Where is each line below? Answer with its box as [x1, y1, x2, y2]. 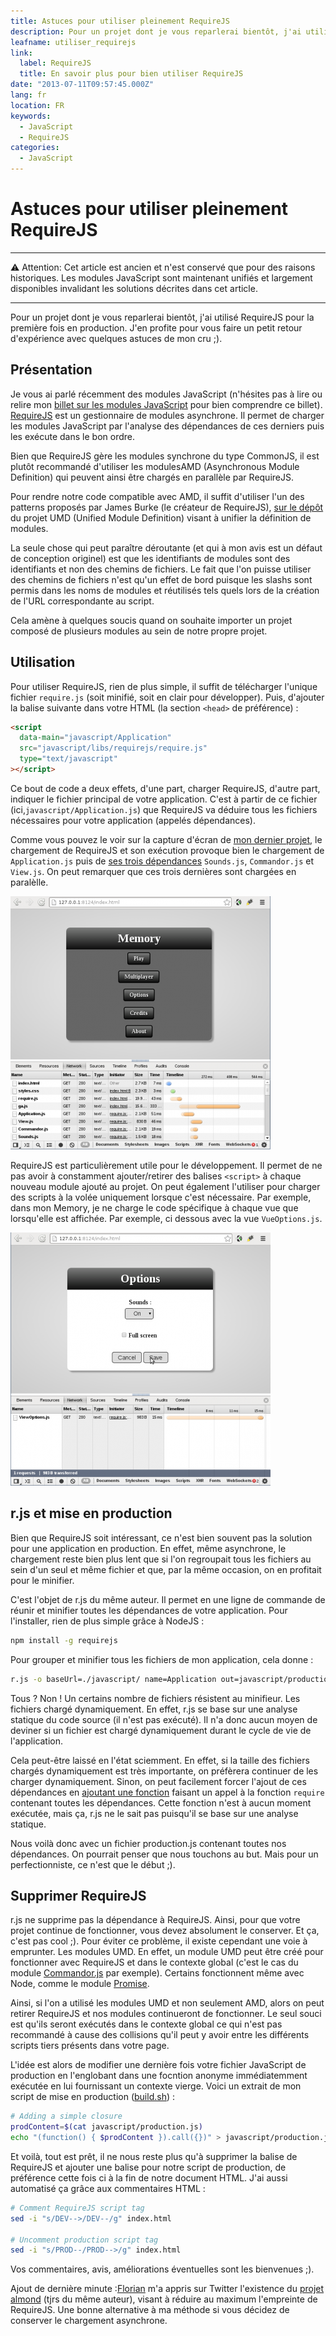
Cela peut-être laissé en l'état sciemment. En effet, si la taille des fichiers [10, 1754, 310, 1766]
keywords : [10, 111, 52, 121]
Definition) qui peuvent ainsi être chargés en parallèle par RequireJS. [10, 471, 294, 483]
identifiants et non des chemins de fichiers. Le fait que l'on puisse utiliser [10, 563, 312, 575]
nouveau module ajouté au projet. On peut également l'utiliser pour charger [10, 1180, 321, 1192]
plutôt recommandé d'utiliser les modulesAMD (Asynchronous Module [10, 460, 300, 472]
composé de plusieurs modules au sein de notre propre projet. [10, 625, 268, 637]
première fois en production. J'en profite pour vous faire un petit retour [10, 321, 303, 334]
